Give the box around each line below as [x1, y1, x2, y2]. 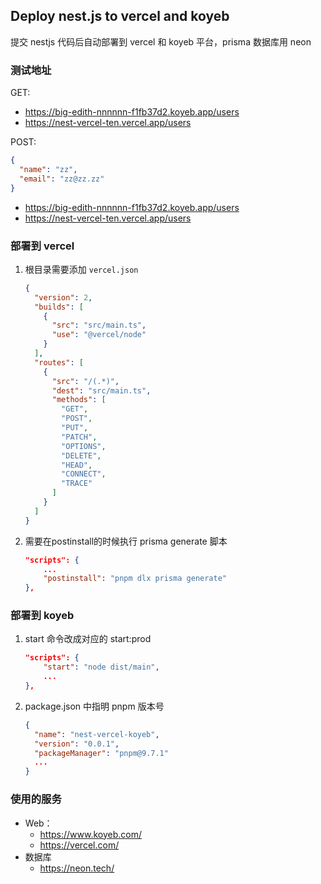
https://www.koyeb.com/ [39, 828, 143, 840]
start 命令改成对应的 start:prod [24, 633, 152, 645]
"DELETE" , [61, 450, 102, 461]
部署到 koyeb [10, 609, 75, 623]
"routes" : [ [34, 357, 84, 368]
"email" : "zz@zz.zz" [19, 174, 105, 184]
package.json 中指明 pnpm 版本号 [24, 700, 165, 712]
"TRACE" [61, 479, 93, 489]
